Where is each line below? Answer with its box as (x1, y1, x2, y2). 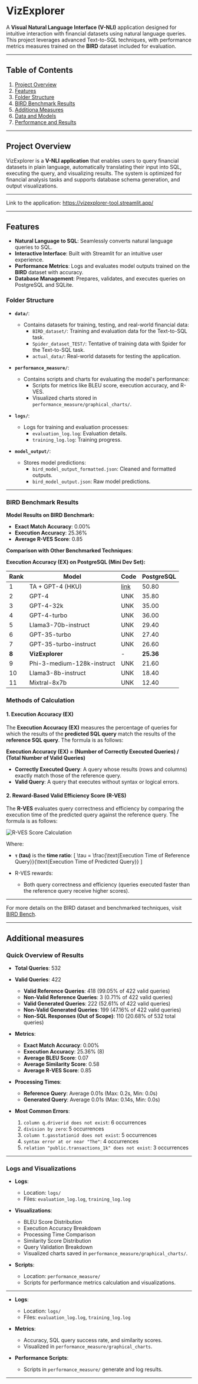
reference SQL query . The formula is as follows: (6, 737, 124, 744)
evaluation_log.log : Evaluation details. (32, 430, 127, 437)
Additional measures (6, 933, 84, 944)
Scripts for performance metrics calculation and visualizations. (23, 1279, 176, 1286)
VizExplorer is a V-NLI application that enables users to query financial (6, 157, 179, 164)
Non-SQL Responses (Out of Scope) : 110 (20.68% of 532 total (23, 1012, 176, 1019)
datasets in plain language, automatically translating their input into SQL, (6, 163, 182, 170)
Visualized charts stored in (32, 394, 97, 401)
